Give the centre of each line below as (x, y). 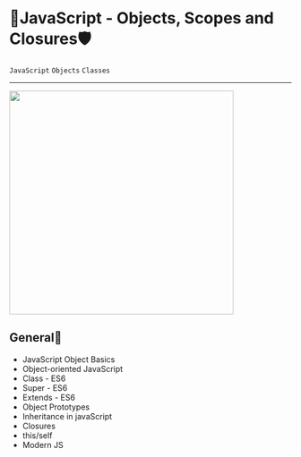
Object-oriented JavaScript (73, 368)
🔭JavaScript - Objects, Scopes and (142, 18)
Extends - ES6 (49, 397)
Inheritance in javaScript (67, 416)
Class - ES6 (44, 378)
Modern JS (43, 444)
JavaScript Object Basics (69, 359)
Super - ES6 (45, 387)
